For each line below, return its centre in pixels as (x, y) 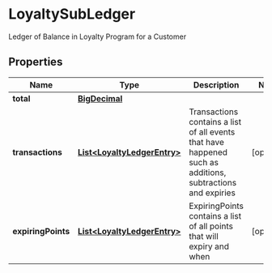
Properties (36, 62)
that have (207, 142)
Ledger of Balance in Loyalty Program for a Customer (98, 36)
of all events (212, 132)
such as (204, 162)
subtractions (213, 182)
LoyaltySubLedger (72, 14)
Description (216, 84)
